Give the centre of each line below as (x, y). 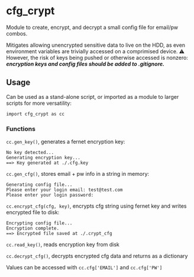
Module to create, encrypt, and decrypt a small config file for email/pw (92, 27)
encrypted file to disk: (33, 212)
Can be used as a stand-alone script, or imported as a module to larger (93, 96)
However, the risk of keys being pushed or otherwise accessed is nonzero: (97, 57)
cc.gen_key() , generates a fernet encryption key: (66, 142)
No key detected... (30, 153)
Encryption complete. (33, 228)
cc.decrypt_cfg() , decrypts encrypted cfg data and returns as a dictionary (97, 256)
